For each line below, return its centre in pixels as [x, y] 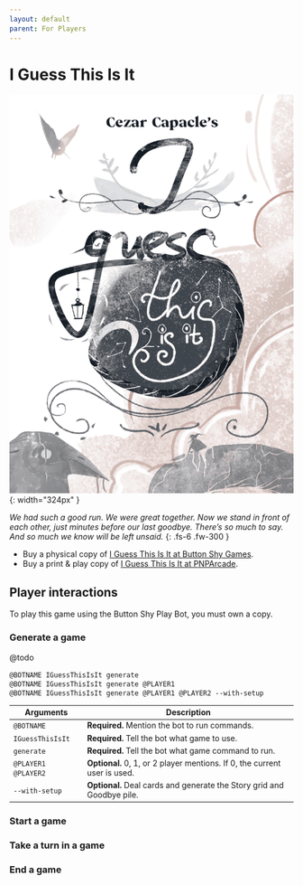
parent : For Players [48, 28]
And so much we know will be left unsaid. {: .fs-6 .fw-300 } [119, 537]
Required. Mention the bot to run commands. [170, 725]
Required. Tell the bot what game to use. [162, 738]
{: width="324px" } [45, 500]
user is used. [111, 773]
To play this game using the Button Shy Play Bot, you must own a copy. [141, 614]
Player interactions [64, 592]
